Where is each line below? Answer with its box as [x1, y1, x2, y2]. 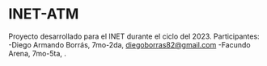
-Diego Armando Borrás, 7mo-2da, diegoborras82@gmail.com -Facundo [8, 39, 251, 49]
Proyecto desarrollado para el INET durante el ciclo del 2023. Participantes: [8, 31, 261, 41]
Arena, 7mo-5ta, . [8, 48, 67, 58]
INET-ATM [8, 5, 79, 23]
